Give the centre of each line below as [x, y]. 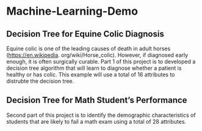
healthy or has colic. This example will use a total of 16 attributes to [91, 74]
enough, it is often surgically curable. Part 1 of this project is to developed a [101, 62]
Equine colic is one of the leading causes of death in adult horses [88, 48]
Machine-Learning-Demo [72, 11]
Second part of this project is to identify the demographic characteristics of [101, 115]
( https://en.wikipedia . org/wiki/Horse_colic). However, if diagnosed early [97, 55]
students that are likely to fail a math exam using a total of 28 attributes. [96, 121]
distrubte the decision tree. [40, 81]
